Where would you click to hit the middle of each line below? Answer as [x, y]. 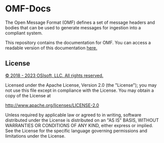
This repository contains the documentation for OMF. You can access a [78, 42]
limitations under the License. [35, 136]
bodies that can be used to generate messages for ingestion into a [73, 27]
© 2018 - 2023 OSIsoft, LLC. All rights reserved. [54, 75]
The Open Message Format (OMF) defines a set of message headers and [80, 22]
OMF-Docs [28, 9]
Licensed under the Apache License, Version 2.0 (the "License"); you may [81, 85]
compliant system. [24, 33]
